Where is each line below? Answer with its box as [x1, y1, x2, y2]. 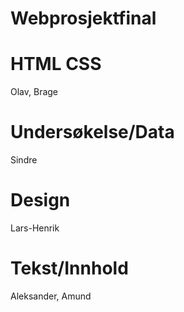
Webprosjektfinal [10, 7, 157, 30]
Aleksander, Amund [10, 290, 92, 302]
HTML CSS [10, 53, 102, 76]
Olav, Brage [10, 86, 59, 98]
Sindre [10, 154, 38, 166]
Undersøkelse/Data [10, 121, 175, 144]
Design [10, 189, 71, 212]
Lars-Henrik [10, 222, 60, 234]
